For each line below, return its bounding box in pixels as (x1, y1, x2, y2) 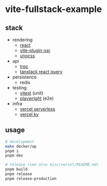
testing (12, 85, 27, 91)
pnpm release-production (5, 176, 57, 181)
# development (5, 139, 35, 144)
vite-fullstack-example (5, 4, 102, 15)
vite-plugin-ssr (19, 48, 51, 53)
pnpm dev (5, 153, 23, 158)
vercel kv (19, 111, 39, 117)
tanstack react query (19, 69, 63, 75)
